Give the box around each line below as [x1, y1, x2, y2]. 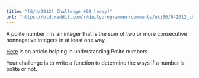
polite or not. [6, 65, 37, 72]
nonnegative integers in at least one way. [6, 36, 107, 43]
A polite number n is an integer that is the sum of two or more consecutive [6, 30, 188, 37]
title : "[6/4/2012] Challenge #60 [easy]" [6, 8, 113, 15]
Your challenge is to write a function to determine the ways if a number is [6, 59, 185, 66]
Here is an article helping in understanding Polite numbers [6, 48, 148, 55]
